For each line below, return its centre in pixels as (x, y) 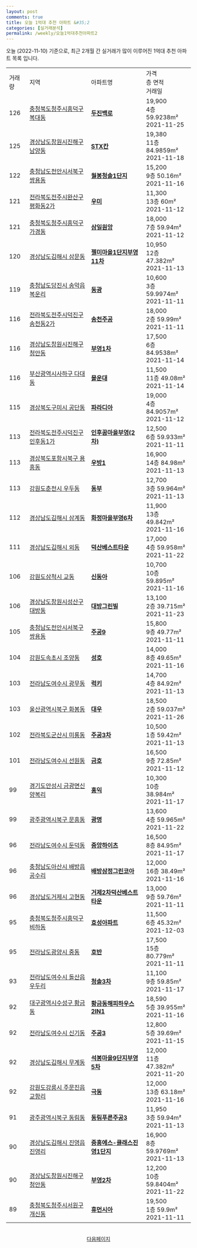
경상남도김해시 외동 (55, 547)
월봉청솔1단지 (109, 176)
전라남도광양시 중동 (55, 952)
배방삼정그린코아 (113, 871)
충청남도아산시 (48, 867)
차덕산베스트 (122, 892)
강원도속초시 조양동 (55, 658)
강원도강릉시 (46, 1088)
